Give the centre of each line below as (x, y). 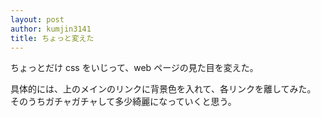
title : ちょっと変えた (52, 38)
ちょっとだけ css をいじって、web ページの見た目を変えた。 (134, 68)
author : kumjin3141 (51, 29)
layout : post (37, 19)
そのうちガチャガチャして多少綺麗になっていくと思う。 (123, 102)
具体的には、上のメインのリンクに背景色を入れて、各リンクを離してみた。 (163, 89)
